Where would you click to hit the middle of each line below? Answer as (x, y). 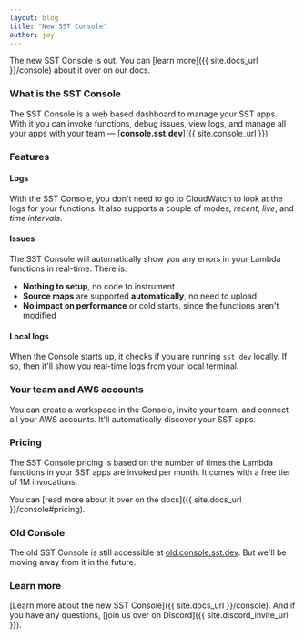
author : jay (32, 35)
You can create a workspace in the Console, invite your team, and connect (149, 410)
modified (39, 315)
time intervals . (36, 218)
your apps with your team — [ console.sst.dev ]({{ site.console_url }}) (139, 133)
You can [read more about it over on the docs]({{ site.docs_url (126, 499)
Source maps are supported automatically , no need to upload (140, 296)
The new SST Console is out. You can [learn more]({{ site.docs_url (134, 61)
